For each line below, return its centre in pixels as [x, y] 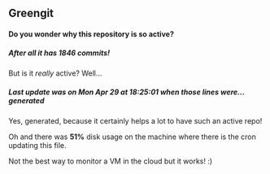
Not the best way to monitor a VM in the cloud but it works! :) [111, 161]
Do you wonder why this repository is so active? [91, 34]
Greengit [31, 13]
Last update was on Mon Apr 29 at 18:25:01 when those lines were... [127, 92]
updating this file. [37, 145]
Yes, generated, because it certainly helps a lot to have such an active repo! [135, 120]
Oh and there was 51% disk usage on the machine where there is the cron [132, 137]
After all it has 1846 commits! [59, 53]
